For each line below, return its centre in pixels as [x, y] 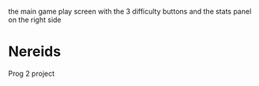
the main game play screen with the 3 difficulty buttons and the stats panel [130, 11]
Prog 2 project [32, 73]
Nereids [35, 52]
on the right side [35, 20]
